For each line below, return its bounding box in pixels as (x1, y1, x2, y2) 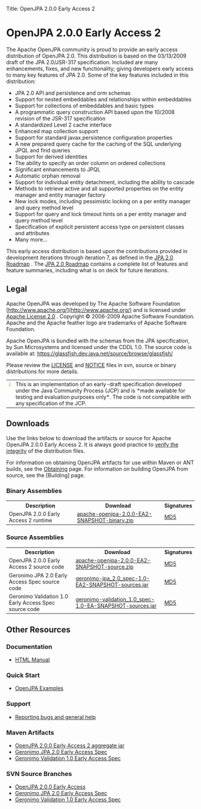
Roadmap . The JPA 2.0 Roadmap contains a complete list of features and (6, 260, 188, 267)
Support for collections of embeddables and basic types (14, 102, 154, 109)
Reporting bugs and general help (14, 713, 96, 720)
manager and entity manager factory (14, 191, 106, 199)
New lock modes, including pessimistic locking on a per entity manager (14, 197, 191, 204)
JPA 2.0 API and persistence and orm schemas (14, 89, 131, 97)
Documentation (6, 642, 53, 651)
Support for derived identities (14, 153, 88, 160)
